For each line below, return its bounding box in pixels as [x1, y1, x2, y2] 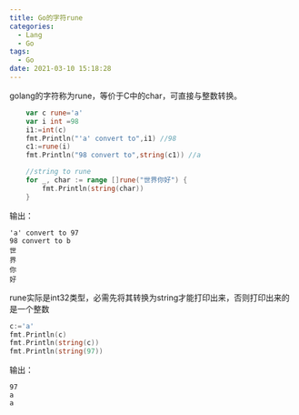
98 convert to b [9, 236, 71, 246]
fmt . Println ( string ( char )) [42, 184, 145, 193]
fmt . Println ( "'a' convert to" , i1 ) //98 [25, 134, 177, 143]
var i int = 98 [25, 116, 79, 126]
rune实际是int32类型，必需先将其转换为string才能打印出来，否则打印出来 [9, 292, 283, 303]
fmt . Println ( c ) [9, 329, 67, 339]
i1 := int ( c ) [25, 125, 67, 135]
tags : [9, 47, 30, 56]
